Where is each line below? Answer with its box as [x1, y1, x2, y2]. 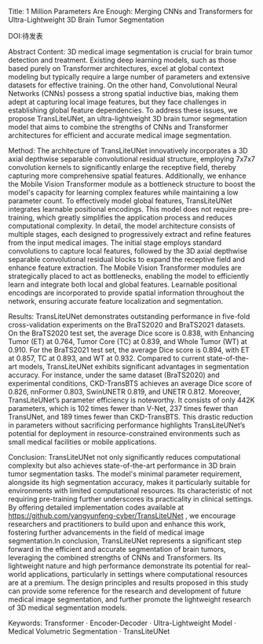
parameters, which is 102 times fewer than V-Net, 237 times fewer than [8, 404, 238, 413]
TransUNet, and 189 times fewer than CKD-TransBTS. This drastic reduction [8, 413, 254, 421]
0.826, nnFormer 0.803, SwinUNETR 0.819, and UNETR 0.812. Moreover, [8, 387, 242, 396]
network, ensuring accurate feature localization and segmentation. [8, 297, 224, 305]
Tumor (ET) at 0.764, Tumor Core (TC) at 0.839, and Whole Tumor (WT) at [8, 337, 247, 346]
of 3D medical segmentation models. [8, 603, 128, 613]
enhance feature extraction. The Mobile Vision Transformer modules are [8, 263, 242, 272]
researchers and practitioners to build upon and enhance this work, [8, 520, 226, 528]
